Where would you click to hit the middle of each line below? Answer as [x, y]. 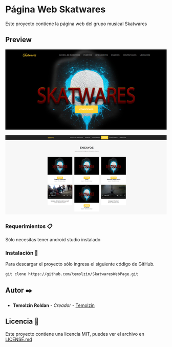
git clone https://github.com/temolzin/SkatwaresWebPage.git [72, 274]
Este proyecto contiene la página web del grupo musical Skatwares [76, 24]
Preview [19, 40]
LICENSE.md [19, 339]
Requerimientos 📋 [29, 226]
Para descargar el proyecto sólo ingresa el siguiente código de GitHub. [80, 264]
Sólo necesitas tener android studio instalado [53, 239]
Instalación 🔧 [22, 253]
